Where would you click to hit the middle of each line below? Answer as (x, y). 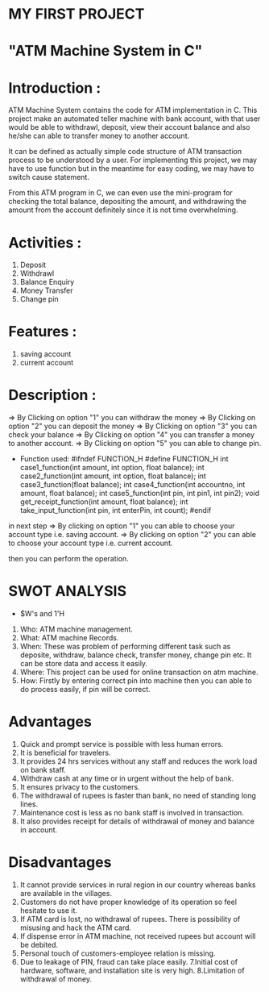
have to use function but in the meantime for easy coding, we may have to (131, 169)
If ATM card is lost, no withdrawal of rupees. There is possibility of (130, 919)
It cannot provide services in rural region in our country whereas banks (138, 885)
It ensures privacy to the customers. (80, 787)
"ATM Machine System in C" (106, 51)
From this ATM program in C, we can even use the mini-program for (121, 193)
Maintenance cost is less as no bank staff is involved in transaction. (132, 813)
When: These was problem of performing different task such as (125, 647)
